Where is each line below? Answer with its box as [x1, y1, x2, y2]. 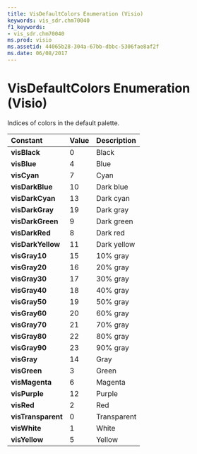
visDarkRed [11, 228, 51, 238]
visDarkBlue [11, 182, 53, 192]
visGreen [11, 366, 42, 376]
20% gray [96, 262, 129, 272]
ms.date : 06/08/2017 [7, 50, 68, 57]
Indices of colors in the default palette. [7, 118, 120, 127]
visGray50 [11, 296, 47, 306]
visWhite [11, 423, 42, 433]
